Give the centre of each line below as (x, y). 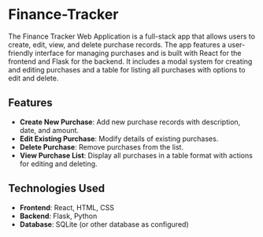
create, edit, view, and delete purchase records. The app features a (117, 44)
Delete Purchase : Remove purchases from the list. (101, 146)
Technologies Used (56, 189)
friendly (21, 53)
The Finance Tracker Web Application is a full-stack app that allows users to (132, 36)
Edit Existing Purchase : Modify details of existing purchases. (119, 139)
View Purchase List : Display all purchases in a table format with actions (136, 155)
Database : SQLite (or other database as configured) (104, 224)
